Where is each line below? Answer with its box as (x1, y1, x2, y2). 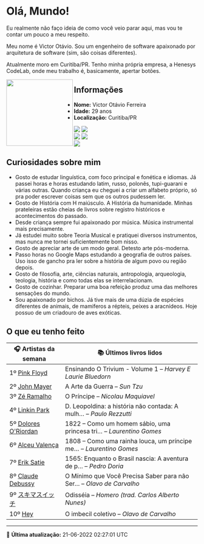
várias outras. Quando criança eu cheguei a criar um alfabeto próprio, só (15, 186, 197, 194)
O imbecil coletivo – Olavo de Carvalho (64, 510, 176, 518)
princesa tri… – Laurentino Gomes (64, 427, 162, 435)
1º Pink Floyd (9, 369, 48, 377)
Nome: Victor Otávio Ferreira (73, 101, 146, 108)
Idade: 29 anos (73, 107, 112, 115)
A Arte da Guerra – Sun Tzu (64, 382, 143, 391)
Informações (73, 85, 123, 95)
